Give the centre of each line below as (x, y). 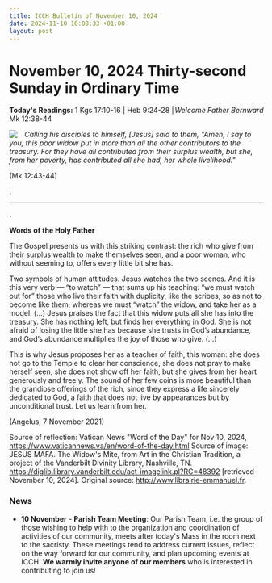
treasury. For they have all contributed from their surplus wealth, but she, (131, 152)
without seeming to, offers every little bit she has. (91, 263)
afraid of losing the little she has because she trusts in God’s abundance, (130, 330)
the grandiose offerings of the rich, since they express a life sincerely (125, 389)
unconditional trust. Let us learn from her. (78, 406)
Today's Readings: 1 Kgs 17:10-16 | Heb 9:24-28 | (92, 111)
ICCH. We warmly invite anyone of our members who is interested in (136, 561)
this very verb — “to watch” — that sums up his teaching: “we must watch (132, 287)
